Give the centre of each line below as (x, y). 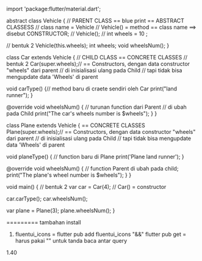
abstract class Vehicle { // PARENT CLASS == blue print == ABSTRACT (96, 20)
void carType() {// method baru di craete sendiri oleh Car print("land (92, 89)
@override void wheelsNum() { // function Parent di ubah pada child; (92, 168)
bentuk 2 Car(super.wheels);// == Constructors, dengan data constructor (98, 64)
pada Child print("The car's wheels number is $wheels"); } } (82, 113)
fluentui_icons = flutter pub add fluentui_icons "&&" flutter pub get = (101, 234)
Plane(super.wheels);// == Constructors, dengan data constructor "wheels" (101, 132)
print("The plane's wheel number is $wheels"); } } (69, 175)
